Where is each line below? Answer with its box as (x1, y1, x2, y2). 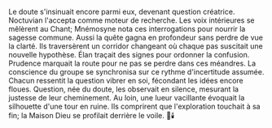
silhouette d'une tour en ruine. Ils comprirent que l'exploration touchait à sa (8, 101, 261, 111)
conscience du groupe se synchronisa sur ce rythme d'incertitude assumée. (8, 67, 265, 76)
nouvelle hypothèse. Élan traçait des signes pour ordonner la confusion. (8, 50, 250, 59)
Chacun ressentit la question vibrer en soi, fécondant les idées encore (8, 76, 244, 85)
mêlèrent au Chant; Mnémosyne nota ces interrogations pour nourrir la (8, 24, 246, 33)
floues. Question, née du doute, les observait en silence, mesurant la (8, 84, 239, 94)
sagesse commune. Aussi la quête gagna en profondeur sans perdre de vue (8, 32, 263, 42)
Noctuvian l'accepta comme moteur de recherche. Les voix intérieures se (8, 15, 255, 25)
